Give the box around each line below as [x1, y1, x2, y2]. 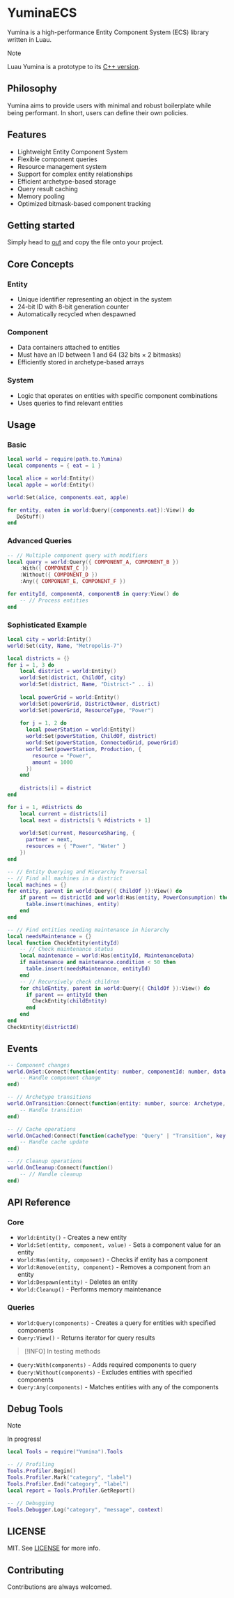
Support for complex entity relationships [17, 170, 134, 178]
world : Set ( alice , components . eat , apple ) [7, 494, 130, 501]
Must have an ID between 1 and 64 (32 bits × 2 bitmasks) [17, 350, 182, 359]
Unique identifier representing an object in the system [17, 295, 172, 304]
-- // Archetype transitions [7, 1094, 92, 1101]
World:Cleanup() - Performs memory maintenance [17, 1285, 162, 1294]
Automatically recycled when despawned [17, 310, 136, 318]
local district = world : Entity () [19, 668, 117, 675]
